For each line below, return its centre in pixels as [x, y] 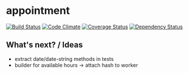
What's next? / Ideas [44, 45]
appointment [38, 11]
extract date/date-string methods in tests [64, 59]
